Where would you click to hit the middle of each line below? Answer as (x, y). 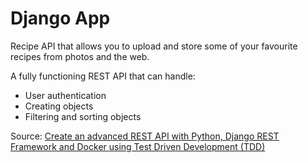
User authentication (65, 95)
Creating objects (59, 106)
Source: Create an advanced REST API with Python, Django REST (145, 136)
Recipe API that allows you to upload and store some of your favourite (154, 46)
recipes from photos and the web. (80, 56)
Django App (60, 18)
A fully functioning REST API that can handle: (103, 76)
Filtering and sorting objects (83, 116)
